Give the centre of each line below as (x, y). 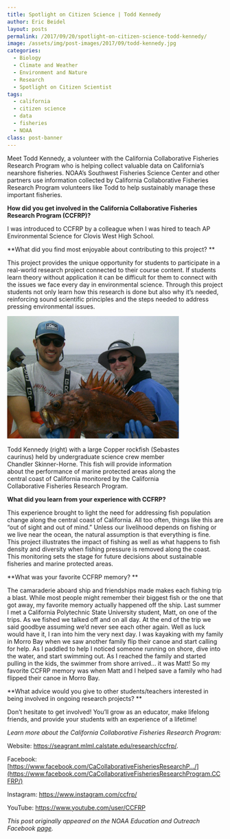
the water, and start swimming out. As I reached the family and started (106, 656)
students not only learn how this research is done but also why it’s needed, (113, 291)
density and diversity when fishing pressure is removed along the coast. (109, 549)
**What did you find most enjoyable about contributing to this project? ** (111, 249)
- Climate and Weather (46, 65)
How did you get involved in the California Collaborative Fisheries (102, 208)
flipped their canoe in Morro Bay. (54, 678)
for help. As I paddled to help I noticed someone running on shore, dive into (114, 649)
